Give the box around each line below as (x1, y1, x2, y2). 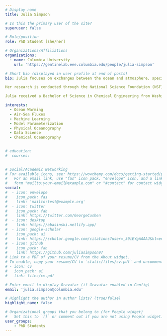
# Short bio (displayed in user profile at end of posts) (5, 71, 128, 76)
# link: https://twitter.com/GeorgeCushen (5, 213, 101, 218)
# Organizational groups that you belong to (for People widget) (5, 310, 143, 315)
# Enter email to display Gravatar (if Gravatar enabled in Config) (5, 282, 150, 287)
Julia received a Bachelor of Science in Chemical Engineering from (5, 94, 150, 99)
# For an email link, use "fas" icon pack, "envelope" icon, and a (5, 176, 153, 181)
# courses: (5, 153, 30, 158)
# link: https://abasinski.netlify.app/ (5, 223, 97, 227)
